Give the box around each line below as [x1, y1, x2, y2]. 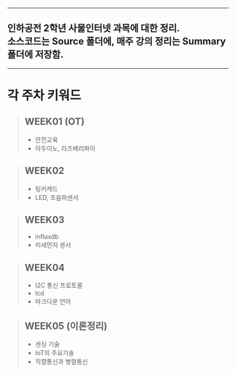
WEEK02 [24, 165, 65, 177]
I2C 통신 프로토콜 [34, 281, 83, 290]
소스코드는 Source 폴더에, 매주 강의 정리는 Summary [7, 36, 226, 48]
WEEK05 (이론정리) [24, 320, 107, 332]
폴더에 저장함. [7, 48, 64, 60]
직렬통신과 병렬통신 [34, 357, 88, 366]
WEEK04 [24, 261, 65, 274]
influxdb [34, 232, 59, 241]
